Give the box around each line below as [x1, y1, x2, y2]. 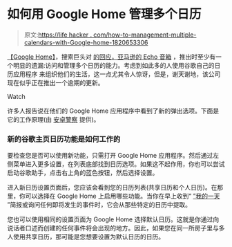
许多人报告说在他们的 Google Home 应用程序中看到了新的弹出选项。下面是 [7, 107, 220, 115]
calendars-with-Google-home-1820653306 [23, 38, 148, 46]
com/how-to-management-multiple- [93, 30, 197, 39]
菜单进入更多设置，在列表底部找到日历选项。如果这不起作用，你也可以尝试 [12, 160, 225, 168]
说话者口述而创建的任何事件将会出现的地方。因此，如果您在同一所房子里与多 [7, 224, 225, 232]
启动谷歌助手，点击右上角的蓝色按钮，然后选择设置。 [7, 169, 159, 177]
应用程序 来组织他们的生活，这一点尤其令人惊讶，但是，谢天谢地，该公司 [12, 70, 221, 78]
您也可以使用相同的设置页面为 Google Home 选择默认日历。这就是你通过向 [7, 215, 220, 223]
